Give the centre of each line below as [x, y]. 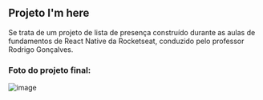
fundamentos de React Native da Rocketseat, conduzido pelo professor [126, 41]
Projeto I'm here [49, 13]
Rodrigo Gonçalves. [41, 49]
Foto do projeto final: [50, 70]
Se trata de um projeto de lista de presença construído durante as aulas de [132, 32]
